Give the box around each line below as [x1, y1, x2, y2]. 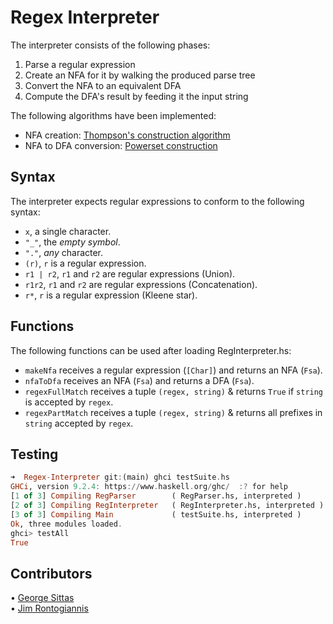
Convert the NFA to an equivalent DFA [24, 79, 182, 91]
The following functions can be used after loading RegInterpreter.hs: [10, 344, 292, 356]
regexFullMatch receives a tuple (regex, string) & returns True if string [24, 385, 324, 397]
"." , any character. [24, 246, 104, 258]
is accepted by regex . [24, 396, 114, 408]
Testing [10, 446, 59, 463]
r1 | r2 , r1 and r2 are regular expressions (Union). [24, 267, 236, 280]
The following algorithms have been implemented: [10, 109, 217, 121]
